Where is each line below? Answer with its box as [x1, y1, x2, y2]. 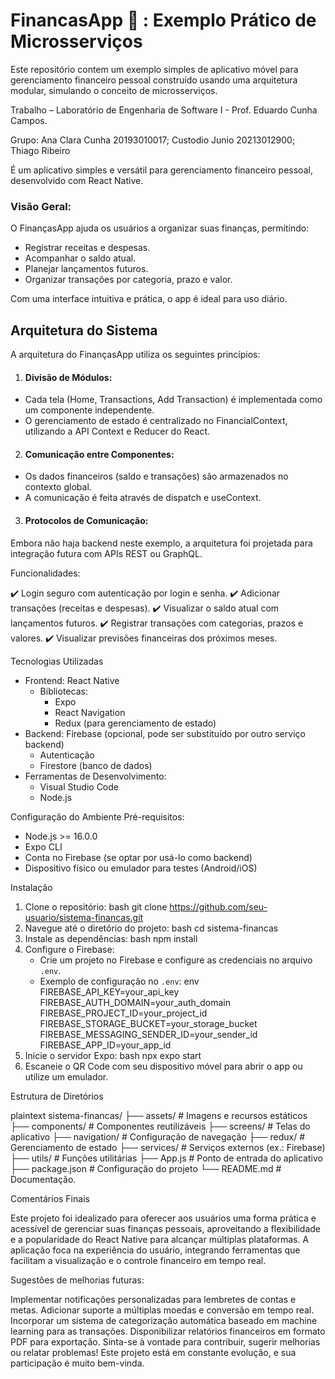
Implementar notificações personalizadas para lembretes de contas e [10, 1293, 297, 1305]
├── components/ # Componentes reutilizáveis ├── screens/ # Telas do [10, 1120, 311, 1132]
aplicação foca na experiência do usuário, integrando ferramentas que [10, 1244, 301, 1256]
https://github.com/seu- [169, 900, 268, 913]
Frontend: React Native [24, 674, 120, 686]
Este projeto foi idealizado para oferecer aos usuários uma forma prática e [10, 1212, 317, 1224]
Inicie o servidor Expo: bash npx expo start [24, 1049, 202, 1061]
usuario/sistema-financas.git [24, 911, 144, 923]
